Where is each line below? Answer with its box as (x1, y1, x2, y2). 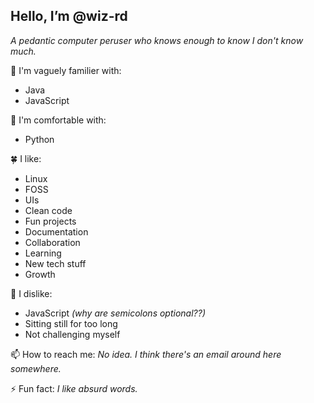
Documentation (24, 225, 89, 238)
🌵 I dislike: (10, 287, 53, 299)
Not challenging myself (24, 328, 121, 340)
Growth (24, 268, 56, 280)
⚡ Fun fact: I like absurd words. (10, 382, 138, 394)
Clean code (24, 204, 73, 216)
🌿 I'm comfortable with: (10, 114, 107, 126)
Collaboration (24, 236, 81, 248)
